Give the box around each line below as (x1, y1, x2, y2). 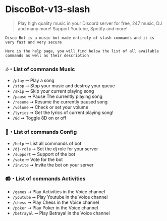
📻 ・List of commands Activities (5, 175, 86, 182)
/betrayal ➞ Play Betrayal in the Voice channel (12, 210, 110, 216)
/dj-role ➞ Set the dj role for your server (12, 145, 98, 152)
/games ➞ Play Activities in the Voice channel (12, 188, 105, 195)
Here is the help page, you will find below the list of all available (5, 48, 159, 53)
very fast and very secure (5, 39, 62, 45)
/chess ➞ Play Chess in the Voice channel (12, 199, 99, 205)
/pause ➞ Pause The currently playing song (12, 93, 102, 99)
